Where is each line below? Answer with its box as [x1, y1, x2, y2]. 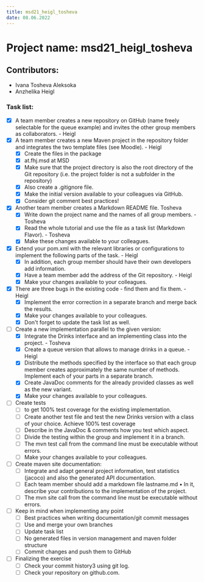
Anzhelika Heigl [15, 88, 55, 95]
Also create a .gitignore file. [24, 183, 94, 191]
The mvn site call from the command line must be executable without [24, 494, 198, 502]
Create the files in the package [24, 150, 102, 157]
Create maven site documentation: [15, 460, 102, 467]
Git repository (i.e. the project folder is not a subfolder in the [24, 171, 175, 178]
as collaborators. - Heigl [15, 130, 76, 137]
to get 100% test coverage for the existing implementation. [24, 406, 172, 413]
